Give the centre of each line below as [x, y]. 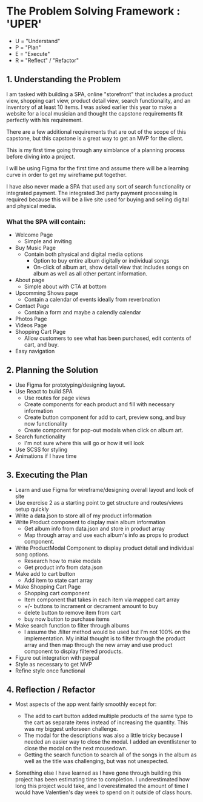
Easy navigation [35, 351]
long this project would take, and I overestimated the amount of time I [101, 786]
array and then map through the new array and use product [98, 645]
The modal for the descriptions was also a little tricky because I [103, 735]
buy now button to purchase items [67, 619]
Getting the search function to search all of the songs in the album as [110, 755]
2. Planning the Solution [52, 370]
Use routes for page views [57, 398]
